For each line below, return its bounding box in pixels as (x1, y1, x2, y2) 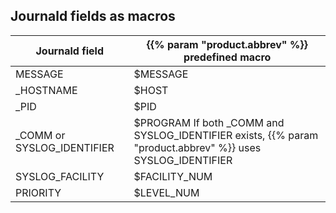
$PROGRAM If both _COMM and (133, 115, 285, 129)
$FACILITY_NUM (133, 169, 213, 183)
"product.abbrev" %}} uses (133, 140, 262, 154)
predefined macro (183, 50, 272, 64)
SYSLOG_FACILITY (15, 169, 105, 183)
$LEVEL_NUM (133, 185, 200, 199)
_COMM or (15, 128, 66, 142)
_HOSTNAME (15, 83, 78, 97)
